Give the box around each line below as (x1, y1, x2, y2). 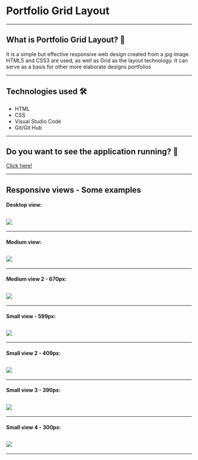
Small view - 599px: (6, 312, 56, 319)
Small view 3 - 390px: (6, 387, 61, 394)
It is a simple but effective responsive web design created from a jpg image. (6, 50, 190, 57)
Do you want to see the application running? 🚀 (6, 146, 179, 156)
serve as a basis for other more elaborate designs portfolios (6, 63, 151, 70)
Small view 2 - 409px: (6, 350, 61, 357)
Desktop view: (6, 201, 42, 208)
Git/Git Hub (14, 124, 42, 131)
